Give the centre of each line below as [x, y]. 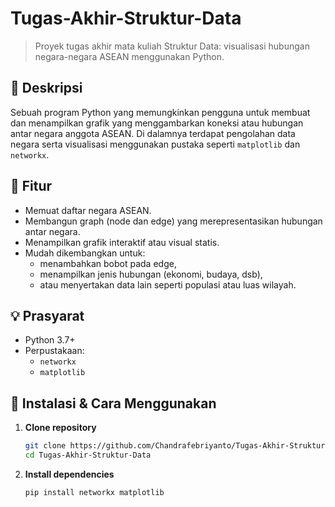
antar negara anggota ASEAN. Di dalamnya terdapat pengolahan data [153, 133]
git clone [45, 446]
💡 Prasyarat [47, 315]
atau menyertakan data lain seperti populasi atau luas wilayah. [168, 284]
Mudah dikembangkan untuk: [85, 253]
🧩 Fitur [31, 186]
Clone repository [60, 428]
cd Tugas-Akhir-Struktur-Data [88, 455]
